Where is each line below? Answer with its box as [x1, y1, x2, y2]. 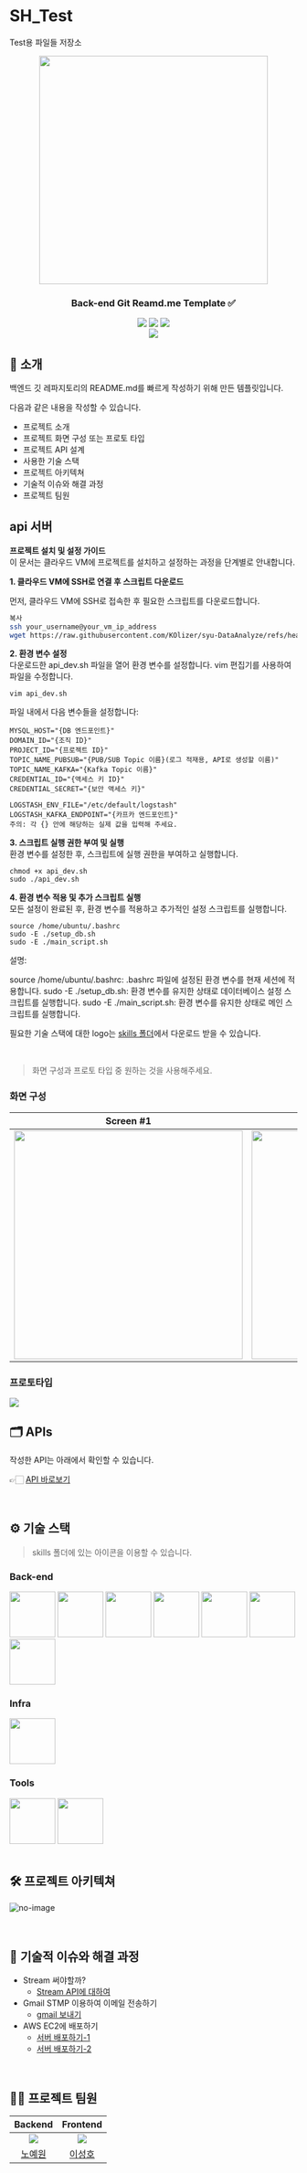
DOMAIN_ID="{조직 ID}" [9, 737, 92, 746]
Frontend [61, 2118, 103, 2131]
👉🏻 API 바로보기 [9, 1473, 71, 1485]
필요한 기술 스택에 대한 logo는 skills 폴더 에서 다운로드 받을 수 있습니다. [9, 1028, 261, 1039]
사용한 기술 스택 [22, 456, 79, 467]
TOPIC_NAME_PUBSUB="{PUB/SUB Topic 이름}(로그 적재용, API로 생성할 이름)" [9, 756, 280, 765]
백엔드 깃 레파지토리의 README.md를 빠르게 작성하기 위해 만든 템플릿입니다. [9, 383, 284, 394]
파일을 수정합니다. [9, 671, 74, 682]
